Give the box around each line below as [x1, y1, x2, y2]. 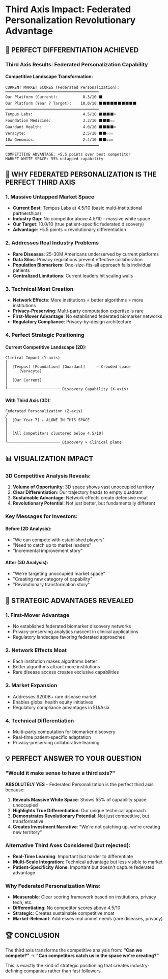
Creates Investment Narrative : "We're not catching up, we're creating [12, 823, 160, 830]
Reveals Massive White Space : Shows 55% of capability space [12, 796, 147, 802]
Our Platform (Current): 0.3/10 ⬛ [5, 94, 103, 99]
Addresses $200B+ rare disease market [12, 693, 97, 699]
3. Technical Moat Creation [5, 285, 74, 292]
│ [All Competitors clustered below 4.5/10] [5, 431, 103, 436]
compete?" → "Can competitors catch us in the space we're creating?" [5, 952, 159, 959]
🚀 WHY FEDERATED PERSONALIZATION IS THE [5, 170, 157, 179]
